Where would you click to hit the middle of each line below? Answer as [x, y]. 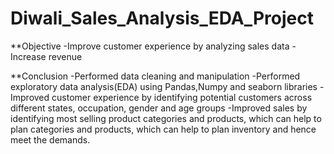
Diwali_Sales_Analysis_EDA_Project [162, 18]
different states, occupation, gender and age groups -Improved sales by [159, 108]
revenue [65, 56]
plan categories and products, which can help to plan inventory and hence [163, 129]
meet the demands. [50, 139]
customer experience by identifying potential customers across [182, 97]
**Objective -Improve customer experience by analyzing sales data [150, 46]
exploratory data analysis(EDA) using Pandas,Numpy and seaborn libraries [164, 86]
